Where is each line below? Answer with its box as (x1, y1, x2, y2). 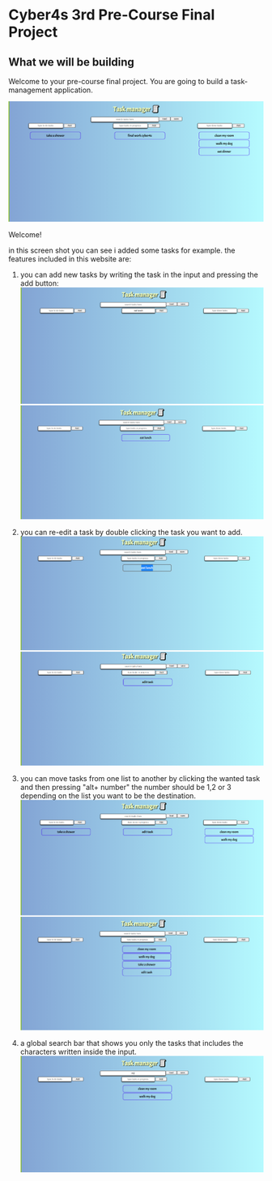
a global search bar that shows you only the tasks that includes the (19, 1038, 244, 1047)
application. (53, 85, 93, 95)
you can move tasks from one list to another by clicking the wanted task (19, 774, 261, 783)
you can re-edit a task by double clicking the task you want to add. (19, 528, 243, 537)
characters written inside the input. (19, 1047, 138, 1056)
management (8, 85, 53, 95)
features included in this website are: (8, 253, 132, 264)
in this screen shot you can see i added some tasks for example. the (8, 245, 236, 255)
